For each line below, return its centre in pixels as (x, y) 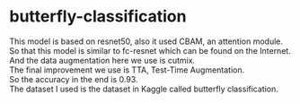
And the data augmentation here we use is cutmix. (102, 60)
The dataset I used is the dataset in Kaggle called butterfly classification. (144, 89)
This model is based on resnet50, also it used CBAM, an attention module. (146, 41)
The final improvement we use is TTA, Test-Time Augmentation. (127, 70)
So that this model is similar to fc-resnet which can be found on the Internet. (150, 50)
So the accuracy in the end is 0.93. (74, 79)
